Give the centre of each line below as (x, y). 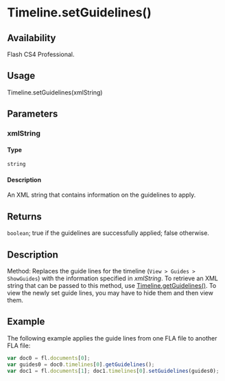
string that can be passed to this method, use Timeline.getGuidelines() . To (112, 286)
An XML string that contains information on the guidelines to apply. (102, 195)
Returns (25, 216)
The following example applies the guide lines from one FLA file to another (112, 338)
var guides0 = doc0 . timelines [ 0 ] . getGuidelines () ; (81, 365)
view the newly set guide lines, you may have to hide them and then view (110, 293)
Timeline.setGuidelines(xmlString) (55, 92)
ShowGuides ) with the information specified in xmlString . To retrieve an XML (113, 278)
